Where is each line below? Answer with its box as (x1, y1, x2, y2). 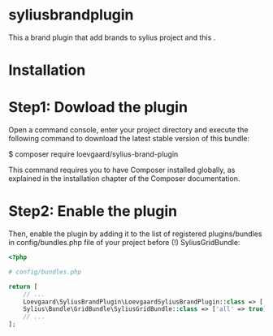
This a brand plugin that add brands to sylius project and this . (8, 32, 216, 42)
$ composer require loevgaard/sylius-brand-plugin (8, 149, 179, 159)
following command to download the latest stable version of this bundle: (8, 134, 250, 144)
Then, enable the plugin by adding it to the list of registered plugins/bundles (8, 229, 262, 239)
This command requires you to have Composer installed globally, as (8, 165, 236, 175)
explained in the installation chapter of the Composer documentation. (8, 174, 240, 183)
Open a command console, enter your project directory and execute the (8, 125, 249, 135)
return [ (8, 282, 38, 291)
